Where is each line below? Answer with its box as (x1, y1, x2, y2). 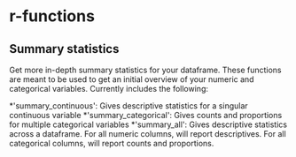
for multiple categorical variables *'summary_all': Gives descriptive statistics (9, 119, 288, 130)
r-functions (9, 6, 96, 26)
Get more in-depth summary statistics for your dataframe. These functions (9, 64, 282, 75)
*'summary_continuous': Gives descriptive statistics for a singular (9, 101, 248, 111)
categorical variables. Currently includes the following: (9, 84, 208, 93)
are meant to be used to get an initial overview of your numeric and (9, 74, 254, 85)
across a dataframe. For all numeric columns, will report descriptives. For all (9, 129, 286, 138)
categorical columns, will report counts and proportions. (9, 138, 214, 148)
